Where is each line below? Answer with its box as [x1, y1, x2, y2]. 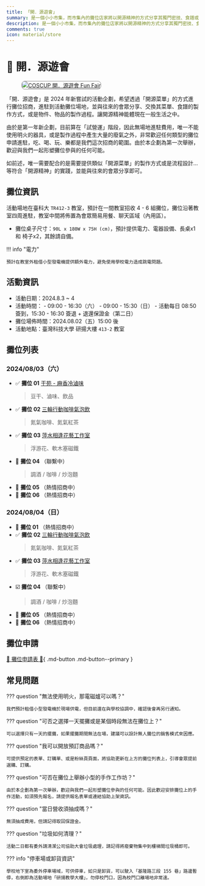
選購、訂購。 [6, 762, 34, 768]
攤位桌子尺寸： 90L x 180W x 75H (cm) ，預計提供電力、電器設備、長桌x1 [15, 225, 196, 232]
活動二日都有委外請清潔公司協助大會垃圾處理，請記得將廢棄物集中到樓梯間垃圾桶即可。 [6, 843, 193, 850]
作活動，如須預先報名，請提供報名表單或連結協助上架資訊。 [6, 794, 134, 800]
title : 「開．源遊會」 [6, 9, 58, 15]
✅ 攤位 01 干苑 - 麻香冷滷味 [15, 380, 84, 387]
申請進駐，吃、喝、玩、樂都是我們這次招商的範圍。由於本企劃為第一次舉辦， [6, 139, 199, 146]
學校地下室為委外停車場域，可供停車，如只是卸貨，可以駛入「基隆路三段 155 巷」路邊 [6, 868, 193, 874]
